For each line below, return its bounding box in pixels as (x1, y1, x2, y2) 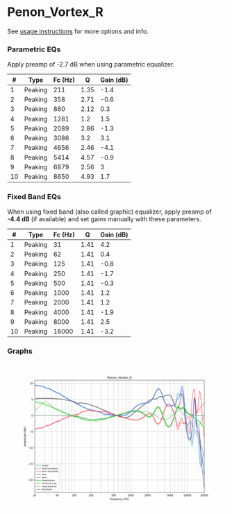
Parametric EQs (7, 44, 61, 54)
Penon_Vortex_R (7, 4, 104, 20)
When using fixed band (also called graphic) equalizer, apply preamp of (7, 207, 212, 216)
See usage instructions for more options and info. (7, 27, 149, 35)
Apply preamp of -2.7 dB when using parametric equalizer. (7, 60, 175, 69)
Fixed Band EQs (7, 191, 61, 201)
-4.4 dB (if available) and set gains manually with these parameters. (7, 215, 201, 223)
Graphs (7, 346, 33, 356)
